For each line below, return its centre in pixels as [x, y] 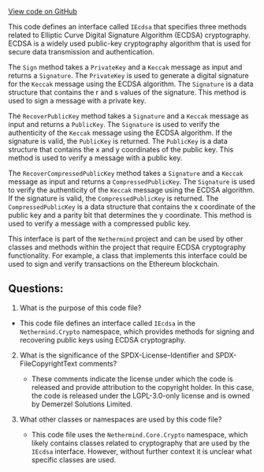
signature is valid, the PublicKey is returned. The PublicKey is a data [118, 141]
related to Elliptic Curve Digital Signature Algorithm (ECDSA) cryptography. [129, 35]
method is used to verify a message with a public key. [95, 158]
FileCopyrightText [48, 363]
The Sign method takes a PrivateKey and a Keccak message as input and [125, 67]
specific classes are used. [74, 459]
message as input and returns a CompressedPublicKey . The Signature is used [132, 182]
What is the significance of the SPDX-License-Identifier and [117, 355]
